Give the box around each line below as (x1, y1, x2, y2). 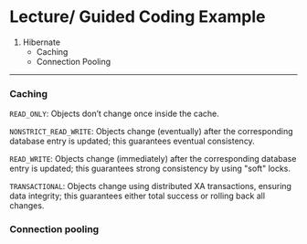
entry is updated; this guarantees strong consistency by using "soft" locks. (9, 163, 291, 175)
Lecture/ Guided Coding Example (9, 6, 267, 27)
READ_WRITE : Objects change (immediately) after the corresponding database (9, 154, 297, 164)
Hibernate (22, 37, 61, 48)
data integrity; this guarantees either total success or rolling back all (9, 190, 266, 202)
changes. (9, 200, 45, 211)
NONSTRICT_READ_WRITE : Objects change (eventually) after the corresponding (9, 126, 294, 137)
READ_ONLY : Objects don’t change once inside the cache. (9, 108, 219, 120)
